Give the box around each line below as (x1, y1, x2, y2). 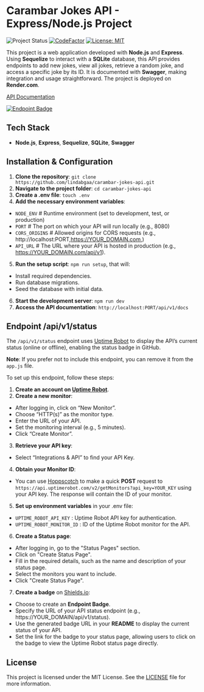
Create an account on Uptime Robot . (15, 386, 110, 393)
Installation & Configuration (6, 156, 113, 167)
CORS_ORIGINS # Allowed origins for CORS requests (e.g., (15, 229, 157, 236)
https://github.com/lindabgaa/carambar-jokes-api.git (15, 179, 155, 185)
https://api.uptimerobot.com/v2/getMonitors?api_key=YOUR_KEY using (15, 484, 192, 491)
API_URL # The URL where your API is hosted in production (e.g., (15, 242, 176, 249)
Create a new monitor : (15, 392, 73, 400)
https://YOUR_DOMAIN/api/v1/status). (15, 614, 111, 621)
